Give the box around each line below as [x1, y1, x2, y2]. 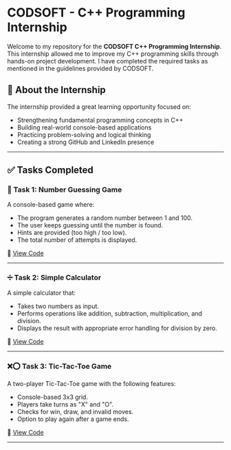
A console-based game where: [7, 201, 95, 209]
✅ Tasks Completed [7, 164, 94, 176]
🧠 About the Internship [7, 84, 107, 96]
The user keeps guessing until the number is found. [16, 221, 164, 229]
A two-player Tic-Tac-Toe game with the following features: [7, 380, 177, 388]
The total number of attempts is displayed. [16, 236, 137, 244]
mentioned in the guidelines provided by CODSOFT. [7, 64, 154, 72]
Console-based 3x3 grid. [16, 393, 88, 401]
